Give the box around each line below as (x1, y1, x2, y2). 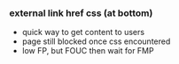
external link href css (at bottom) (9, 7, 153, 19)
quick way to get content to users (21, 27, 144, 38)
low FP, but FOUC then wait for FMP (21, 46, 154, 56)
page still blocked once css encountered (21, 36, 171, 46)
